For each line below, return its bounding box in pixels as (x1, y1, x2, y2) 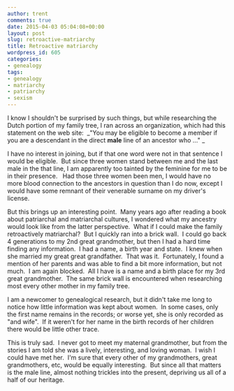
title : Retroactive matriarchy (7, 43, 98, 50)
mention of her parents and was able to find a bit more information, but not (7, 260, 222, 267)
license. (7, 194, 30, 202)
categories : (7, 56, 42, 63)
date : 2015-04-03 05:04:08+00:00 (7, 23, 105, 30)
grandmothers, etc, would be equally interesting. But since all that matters (7, 361, 221, 369)
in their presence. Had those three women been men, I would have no (7, 172, 212, 180)
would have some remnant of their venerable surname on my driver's (7, 186, 206, 195)
